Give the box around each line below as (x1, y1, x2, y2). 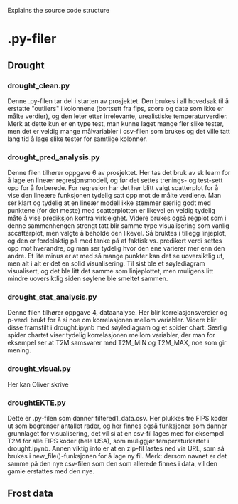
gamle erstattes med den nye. (7, 467, 94, 476)
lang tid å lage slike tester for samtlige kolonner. (7, 135, 148, 143)
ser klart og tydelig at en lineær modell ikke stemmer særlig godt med (7, 199, 212, 207)
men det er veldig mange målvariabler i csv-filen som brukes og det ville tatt (7, 127, 230, 135)
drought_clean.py (7, 80, 70, 90)
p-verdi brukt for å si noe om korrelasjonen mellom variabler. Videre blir (7, 316, 217, 325)
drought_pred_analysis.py (7, 152, 101, 162)
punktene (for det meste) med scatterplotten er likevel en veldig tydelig (7, 206, 215, 215)
